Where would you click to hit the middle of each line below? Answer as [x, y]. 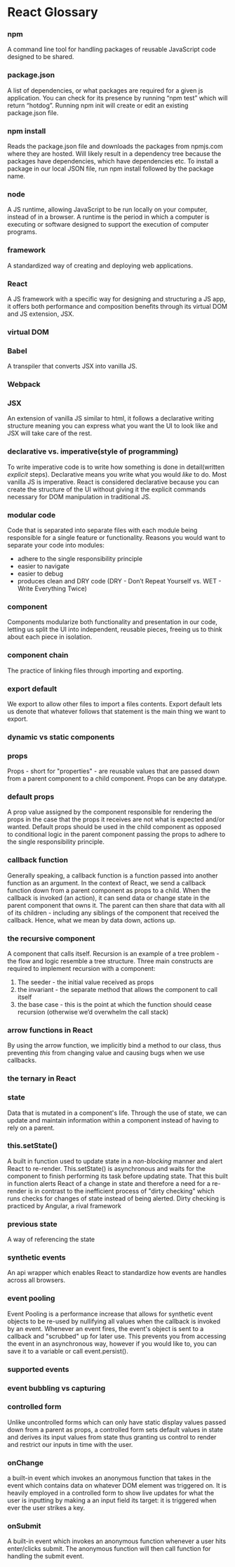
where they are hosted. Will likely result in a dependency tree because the [114, 154]
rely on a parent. [31, 1128]
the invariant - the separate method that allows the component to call [117, 990]
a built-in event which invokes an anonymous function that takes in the [109, 1478]
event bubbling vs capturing [56, 1388]
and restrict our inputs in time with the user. [70, 1444]
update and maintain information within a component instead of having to [113, 1120]
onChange [26, 1462]
